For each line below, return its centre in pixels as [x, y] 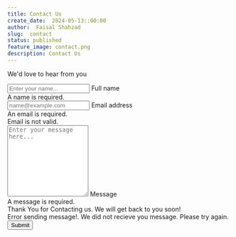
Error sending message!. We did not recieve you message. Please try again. [118, 216]
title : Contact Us [34, 14]
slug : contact [30, 34]
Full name [106, 88]
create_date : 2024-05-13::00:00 [57, 21]
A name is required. [36, 97]
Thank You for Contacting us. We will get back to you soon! [94, 209]
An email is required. [37, 114]
